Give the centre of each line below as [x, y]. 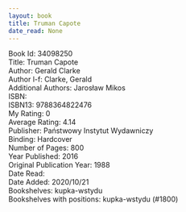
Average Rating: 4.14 [42, 123]
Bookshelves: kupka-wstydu [56, 191]
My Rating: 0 [29, 114]
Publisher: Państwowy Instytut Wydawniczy [81, 131]
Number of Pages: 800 [46, 148]
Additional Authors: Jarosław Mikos [67, 88]
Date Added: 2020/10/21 [49, 182]
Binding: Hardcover [40, 139]
